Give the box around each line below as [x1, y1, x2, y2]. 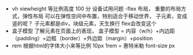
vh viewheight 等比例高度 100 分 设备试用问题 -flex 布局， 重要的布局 [11, 5, 182, 12]
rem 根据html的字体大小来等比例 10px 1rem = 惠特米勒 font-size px [11, 42, 175, 49]
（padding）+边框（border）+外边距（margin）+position [11, 35, 153, 41]
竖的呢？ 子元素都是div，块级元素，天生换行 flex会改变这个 [11, 20, 157, 27]
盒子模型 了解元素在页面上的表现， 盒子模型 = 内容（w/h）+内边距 [11, 27, 175, 34]
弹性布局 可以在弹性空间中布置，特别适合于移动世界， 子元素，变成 [22, 12, 188, 20]
